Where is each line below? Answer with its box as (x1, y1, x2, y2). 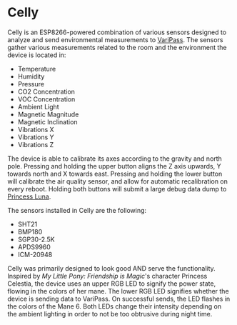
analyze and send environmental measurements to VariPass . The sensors (7, 35, 223, 44)
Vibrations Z (17, 140, 54, 149)
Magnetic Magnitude (17, 110, 79, 119)
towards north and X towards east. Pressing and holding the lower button (7, 169, 223, 178)
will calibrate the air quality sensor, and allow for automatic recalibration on (7, 176, 228, 186)
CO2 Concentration (17, 87, 75, 96)
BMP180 (17, 227, 43, 236)
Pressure (17, 79, 45, 88)
